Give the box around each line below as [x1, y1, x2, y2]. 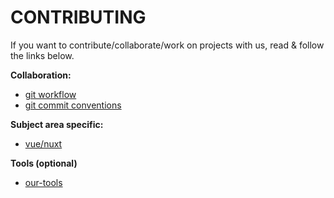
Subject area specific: [10, 118, 104, 130]
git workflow [24, 88, 77, 100]
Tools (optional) [10, 157, 78, 169]
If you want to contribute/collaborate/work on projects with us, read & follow [10, 39, 325, 51]
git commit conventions [24, 99, 122, 111]
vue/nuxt [24, 137, 63, 150]
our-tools [24, 176, 63, 188]
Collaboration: [10, 69, 72, 81]
